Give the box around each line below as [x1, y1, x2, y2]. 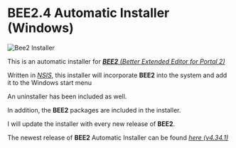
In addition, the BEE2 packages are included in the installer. [7, 106, 181, 114]
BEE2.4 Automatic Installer [7, 5, 170, 21]
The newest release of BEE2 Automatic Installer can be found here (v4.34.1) [7, 133, 229, 142]
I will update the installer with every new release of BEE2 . [7, 119, 176, 128]
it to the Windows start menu [7, 78, 92, 86]
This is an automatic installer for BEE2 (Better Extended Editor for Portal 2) [7, 57, 225, 65]
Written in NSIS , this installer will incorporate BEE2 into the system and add [7, 71, 227, 79]
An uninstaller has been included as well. [7, 92, 127, 101]
